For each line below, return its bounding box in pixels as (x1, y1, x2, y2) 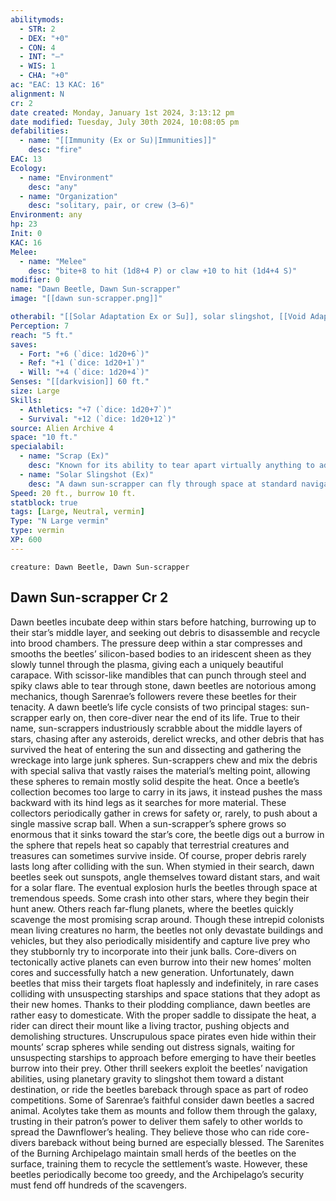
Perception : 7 (10, 321, 70, 331)
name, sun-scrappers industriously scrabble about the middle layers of (10, 722, 303, 734)
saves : (10, 339, 38, 350)
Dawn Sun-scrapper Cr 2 (10, 589, 169, 606)
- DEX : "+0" (19, 33, 70, 43)
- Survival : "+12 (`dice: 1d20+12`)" (19, 414, 177, 424)
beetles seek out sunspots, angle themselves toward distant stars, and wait (10, 871, 321, 883)
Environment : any (10, 210, 83, 220)
